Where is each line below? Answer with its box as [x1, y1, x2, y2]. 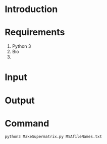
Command [5, 117, 49, 129]
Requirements [5, 27, 65, 38]
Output [5, 95, 35, 106]
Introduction [5, 4, 58, 15]
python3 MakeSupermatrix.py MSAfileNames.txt [5, 134, 102, 139]
